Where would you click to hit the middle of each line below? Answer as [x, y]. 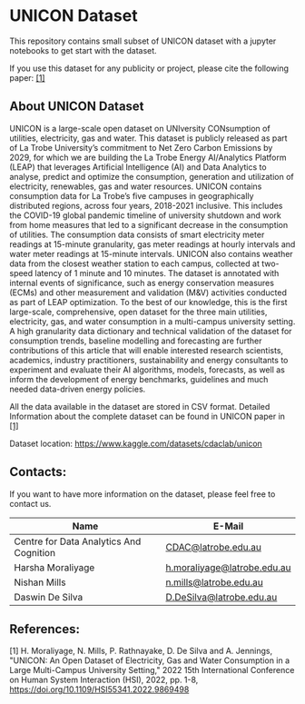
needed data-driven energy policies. [78, 389]
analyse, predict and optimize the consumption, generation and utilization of [152, 176]
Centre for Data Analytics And [78, 541]
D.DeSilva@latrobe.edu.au [221, 597]
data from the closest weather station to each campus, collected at [135, 263]
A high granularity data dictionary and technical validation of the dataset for [151, 331]
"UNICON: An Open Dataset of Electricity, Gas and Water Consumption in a [150, 660]
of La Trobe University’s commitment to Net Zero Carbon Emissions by [141, 147]
